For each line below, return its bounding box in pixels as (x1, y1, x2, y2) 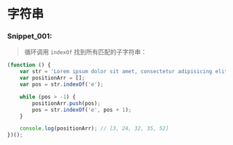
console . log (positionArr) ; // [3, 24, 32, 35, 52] (19, 125, 169, 132)
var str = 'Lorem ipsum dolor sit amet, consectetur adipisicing (19, 68, 213, 75)
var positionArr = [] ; (19, 75, 85, 81)
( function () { (7, 61, 51, 69)
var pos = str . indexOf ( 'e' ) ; (19, 81, 104, 88)
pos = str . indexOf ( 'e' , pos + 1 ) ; (32, 106, 132, 113)
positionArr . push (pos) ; (32, 99, 101, 107)
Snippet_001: (7, 32, 53, 41)
